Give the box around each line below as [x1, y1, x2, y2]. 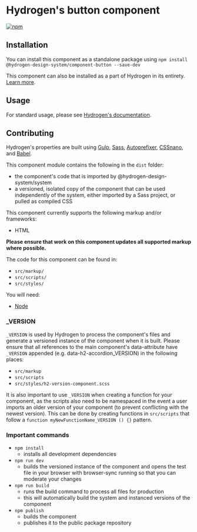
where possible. [6, 245, 46, 252]
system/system [14, 179, 52, 186]
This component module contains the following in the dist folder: [6, 161, 164, 168]
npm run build [14, 483, 49, 488]
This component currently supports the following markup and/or [6, 210, 162, 217]
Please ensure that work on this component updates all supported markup [6, 238, 192, 245]
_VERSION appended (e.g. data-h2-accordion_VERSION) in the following [6, 350, 178, 357]
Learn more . [6, 78, 36, 85]
